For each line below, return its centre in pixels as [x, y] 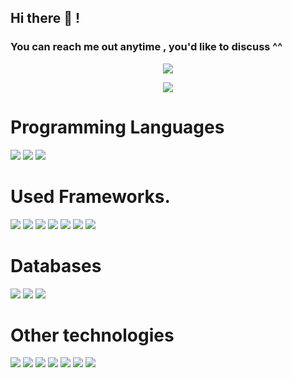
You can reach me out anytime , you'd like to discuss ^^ [146, 47]
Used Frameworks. [90, 196]
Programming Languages [117, 127]
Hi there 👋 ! [45, 18]
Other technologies [92, 335]
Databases [56, 265]
